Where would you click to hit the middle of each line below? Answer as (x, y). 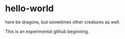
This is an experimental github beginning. (47, 31)
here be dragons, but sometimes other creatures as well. (63, 22)
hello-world (30, 9)
